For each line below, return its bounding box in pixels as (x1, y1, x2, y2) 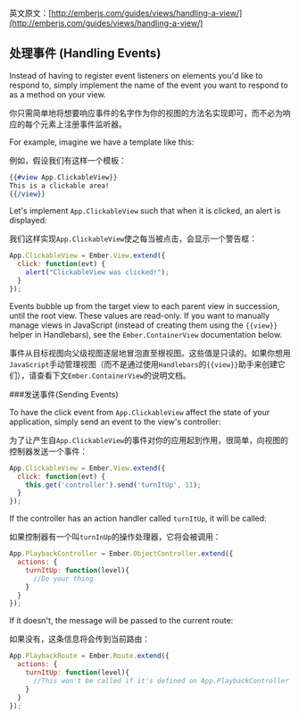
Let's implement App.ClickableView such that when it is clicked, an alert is (9, 205, 281, 216)
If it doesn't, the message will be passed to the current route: (9, 615, 234, 626)
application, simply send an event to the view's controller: (9, 416, 221, 427)
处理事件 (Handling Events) (9, 46, 162, 61)
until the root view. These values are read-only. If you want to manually (9, 310, 270, 321)
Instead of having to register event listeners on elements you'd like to (9, 70, 263, 80)
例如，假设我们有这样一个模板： (9, 155, 127, 165)
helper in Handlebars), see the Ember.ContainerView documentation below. (9, 329, 283, 339)
